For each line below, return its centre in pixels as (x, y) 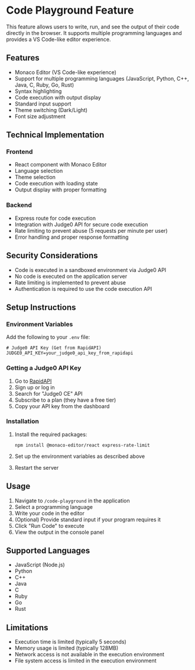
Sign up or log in (35, 387)
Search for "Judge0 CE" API (48, 393)
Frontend (19, 152)
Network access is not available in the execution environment (89, 655)
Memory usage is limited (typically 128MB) (66, 648)
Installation (23, 421)
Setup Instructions (41, 307)
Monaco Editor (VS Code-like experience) (66, 72)
